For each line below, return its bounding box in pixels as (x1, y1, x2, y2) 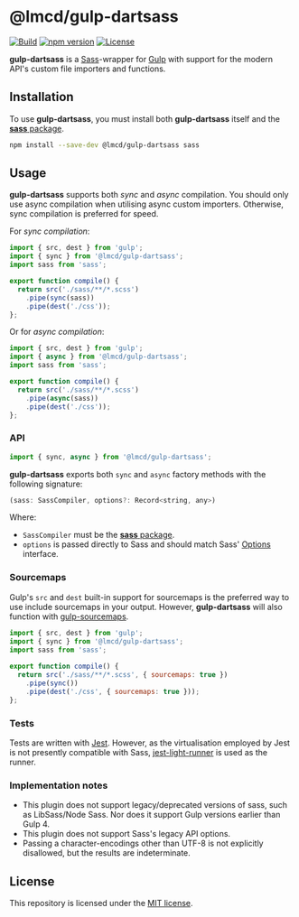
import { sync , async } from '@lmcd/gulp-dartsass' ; (9, 452, 212, 461)
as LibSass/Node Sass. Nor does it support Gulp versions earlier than (22, 810, 281, 820)
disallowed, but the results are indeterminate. (22, 848, 192, 858)
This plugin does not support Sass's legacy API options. (22, 829, 231, 839)
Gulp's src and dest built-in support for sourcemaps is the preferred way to (9, 591, 290, 602)
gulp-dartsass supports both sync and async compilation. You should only (9, 190, 289, 200)
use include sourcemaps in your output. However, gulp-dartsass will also (9, 601, 283, 612)
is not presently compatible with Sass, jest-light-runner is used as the (9, 746, 268, 757)
